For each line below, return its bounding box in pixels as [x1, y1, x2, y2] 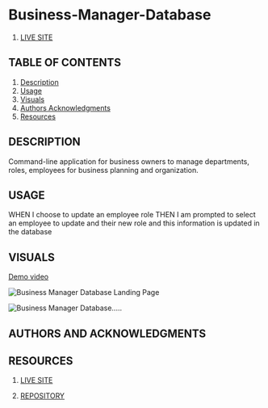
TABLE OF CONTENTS [8, 56, 121, 69]
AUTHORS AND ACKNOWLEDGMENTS [8, 326, 207, 340]
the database [8, 227, 52, 237]
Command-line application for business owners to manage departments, [8, 156, 250, 166]
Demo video [8, 272, 49, 282]
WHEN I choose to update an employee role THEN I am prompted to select [8, 210, 256, 220]
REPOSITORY [19, 391, 65, 401]
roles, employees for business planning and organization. [8, 165, 199, 175]
